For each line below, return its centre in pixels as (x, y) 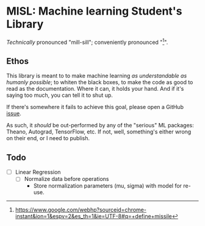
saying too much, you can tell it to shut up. (59, 95)
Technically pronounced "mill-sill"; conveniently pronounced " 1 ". (87, 41)
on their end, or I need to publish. (48, 138)
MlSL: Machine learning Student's (94, 11)
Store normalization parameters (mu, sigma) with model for (107, 186)
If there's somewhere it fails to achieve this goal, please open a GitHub (95, 107)
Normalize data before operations (67, 179)
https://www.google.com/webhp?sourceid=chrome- (81, 210)
